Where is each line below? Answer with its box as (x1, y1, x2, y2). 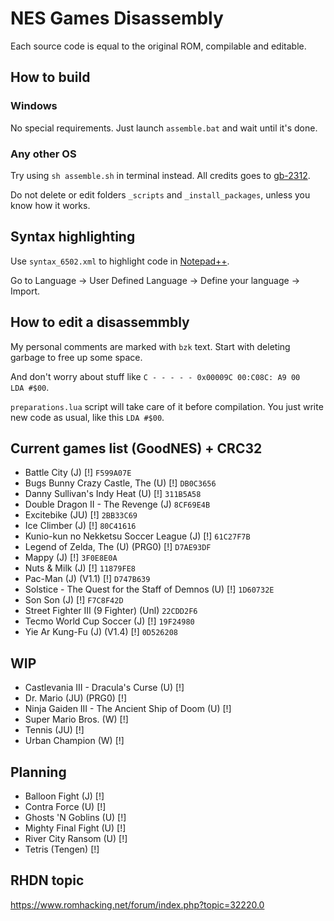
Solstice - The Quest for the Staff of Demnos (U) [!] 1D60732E (24, 583, 275, 596)
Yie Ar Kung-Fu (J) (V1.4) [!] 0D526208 (24, 626, 178, 638)
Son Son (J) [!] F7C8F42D (24, 594, 124, 606)
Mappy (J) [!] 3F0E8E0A (24, 552, 118, 564)
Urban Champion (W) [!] (24, 735, 125, 747)
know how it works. (10, 199, 91, 211)
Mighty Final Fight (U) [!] (24, 822, 127, 834)
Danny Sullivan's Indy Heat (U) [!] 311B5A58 (24, 488, 202, 500)
